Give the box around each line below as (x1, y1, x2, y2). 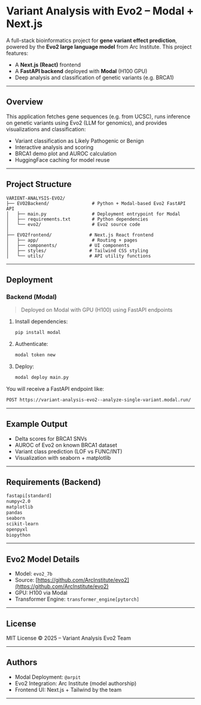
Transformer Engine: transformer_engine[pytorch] (14, 595, 139, 603)
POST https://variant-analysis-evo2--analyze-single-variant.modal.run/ (6, 397, 191, 403)
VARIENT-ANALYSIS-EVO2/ (6, 195, 66, 201)
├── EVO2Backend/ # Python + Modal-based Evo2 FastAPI (6, 200, 186, 206)
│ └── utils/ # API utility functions (6, 253, 151, 259)
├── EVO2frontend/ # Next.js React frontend (6, 232, 154, 238)
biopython (6, 532, 31, 538)
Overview (6, 97, 44, 107)
